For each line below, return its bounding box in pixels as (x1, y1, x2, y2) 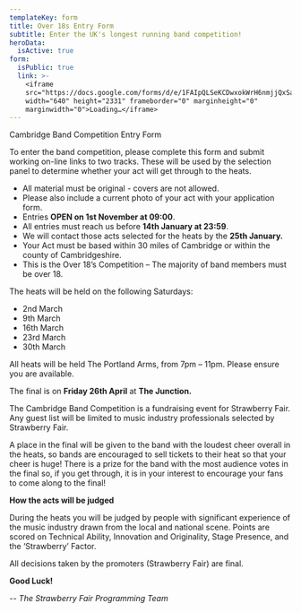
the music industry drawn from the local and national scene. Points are (9, 521, 271, 533)
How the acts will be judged (9, 495, 115, 506)
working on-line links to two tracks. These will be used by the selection (9, 156, 271, 167)
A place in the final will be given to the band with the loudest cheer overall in (9, 440, 291, 451)
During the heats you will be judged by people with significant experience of (9, 513, 291, 523)
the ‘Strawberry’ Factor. (9, 541, 97, 552)
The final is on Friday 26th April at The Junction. (9, 386, 193, 397)
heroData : (9, 38, 47, 47)
